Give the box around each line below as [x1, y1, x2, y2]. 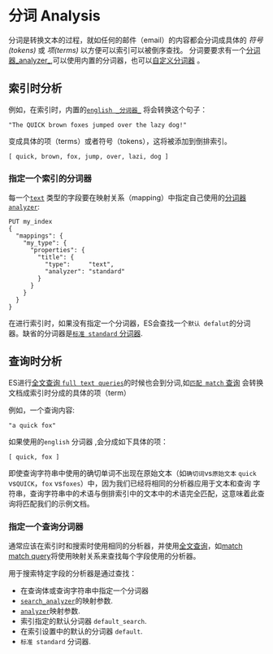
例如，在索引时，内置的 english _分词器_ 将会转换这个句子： [8, 104, 208, 114]
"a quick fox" [8, 421, 57, 429]
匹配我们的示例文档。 [22, 499, 94, 508]
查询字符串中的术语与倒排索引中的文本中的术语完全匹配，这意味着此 [29, 488, 258, 498]
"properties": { [29, 246, 85, 255]
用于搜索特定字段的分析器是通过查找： [8, 569, 136, 578]
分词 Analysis [8, 7, 101, 25]
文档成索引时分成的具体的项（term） [8, 387, 132, 398]
